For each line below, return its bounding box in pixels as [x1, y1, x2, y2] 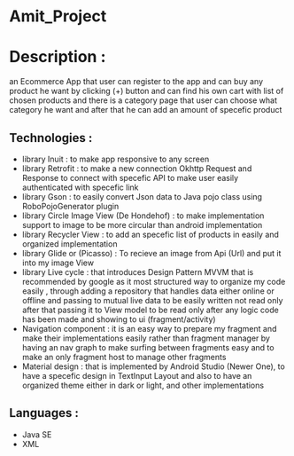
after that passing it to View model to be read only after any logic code [21, 304, 279, 315]
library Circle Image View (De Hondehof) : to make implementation [21, 210, 265, 221]
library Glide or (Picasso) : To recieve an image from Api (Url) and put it [21, 248, 282, 258]
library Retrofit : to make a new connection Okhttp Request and [21, 162, 252, 174]
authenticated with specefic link [21, 182, 139, 193]
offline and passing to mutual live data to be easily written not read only [21, 295, 283, 305]
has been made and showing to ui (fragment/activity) [21, 313, 216, 325]
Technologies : [9, 130, 93, 145]
